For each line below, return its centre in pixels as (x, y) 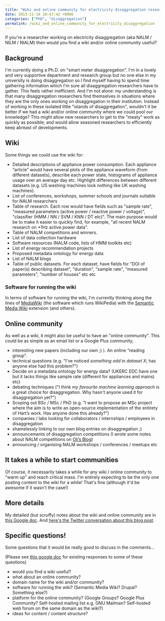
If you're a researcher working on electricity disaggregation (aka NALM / (79, 37)
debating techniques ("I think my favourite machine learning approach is (86, 387)
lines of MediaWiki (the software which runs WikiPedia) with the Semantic (80, 303)
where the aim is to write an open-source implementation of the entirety (85, 408)
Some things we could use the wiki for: (44, 155)
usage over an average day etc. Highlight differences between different (84, 180)
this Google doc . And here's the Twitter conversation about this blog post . (80, 520)
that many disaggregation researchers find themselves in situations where (80, 96)
